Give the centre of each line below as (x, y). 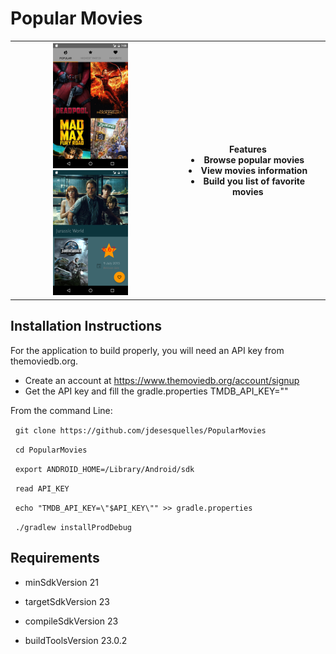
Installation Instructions (86, 326)
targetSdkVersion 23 (67, 601)
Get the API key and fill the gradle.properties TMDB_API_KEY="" (156, 391)
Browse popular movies (254, 159)
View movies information (254, 170)
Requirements (55, 558)
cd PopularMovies (51, 450)
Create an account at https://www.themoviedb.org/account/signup (162, 380)
